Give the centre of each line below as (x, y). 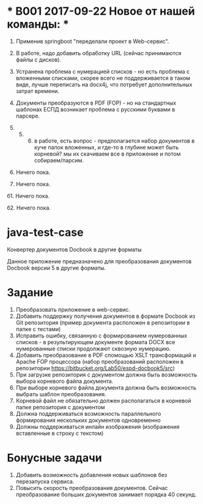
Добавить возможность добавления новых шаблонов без (91, 475)
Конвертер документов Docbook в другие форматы (75, 249)
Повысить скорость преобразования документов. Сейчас (92, 487)
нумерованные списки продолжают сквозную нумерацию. (93, 348)
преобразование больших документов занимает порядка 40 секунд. (106, 494)
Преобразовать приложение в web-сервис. (73, 309)
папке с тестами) (38, 329)
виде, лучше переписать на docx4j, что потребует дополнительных (104, 85)
